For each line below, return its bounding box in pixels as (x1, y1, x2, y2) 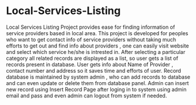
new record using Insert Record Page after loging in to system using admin (6, 86, 187, 93)
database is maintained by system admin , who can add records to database (6, 73, 191, 80)
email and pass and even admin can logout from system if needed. (6, 92, 167, 99)
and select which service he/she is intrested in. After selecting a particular (6, 48, 186, 55)
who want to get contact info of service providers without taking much (6, 36, 176, 43)
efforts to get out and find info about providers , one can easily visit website (6, 42, 190, 49)
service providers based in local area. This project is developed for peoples (6, 29, 189, 36)
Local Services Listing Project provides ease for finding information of (6, 23, 175, 31)
